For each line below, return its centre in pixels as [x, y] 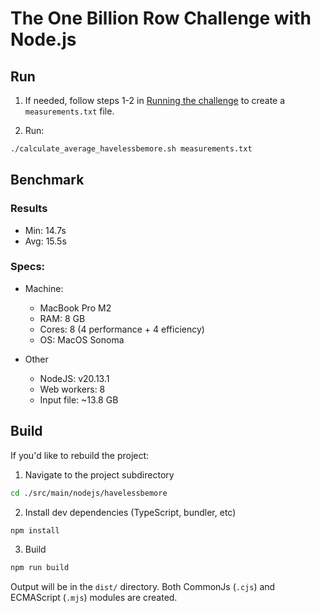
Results [29, 209]
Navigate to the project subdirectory [99, 474]
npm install [35, 530]
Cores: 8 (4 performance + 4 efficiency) [122, 329]
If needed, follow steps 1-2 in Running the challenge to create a [155, 100]
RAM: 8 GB [62, 318]
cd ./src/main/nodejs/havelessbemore [89, 493]
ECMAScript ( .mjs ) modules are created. [94, 598]
